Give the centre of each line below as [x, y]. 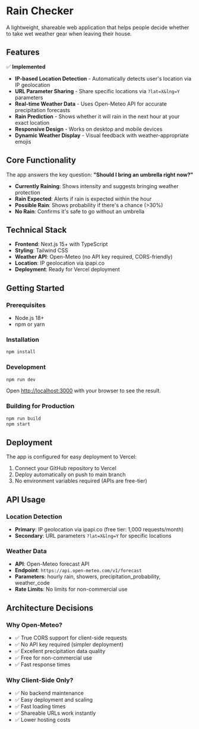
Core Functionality [41, 161]
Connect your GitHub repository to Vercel [66, 468]
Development [26, 367]
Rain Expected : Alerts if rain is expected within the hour [83, 199]
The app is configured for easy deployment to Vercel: [72, 457]
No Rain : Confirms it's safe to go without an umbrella [79, 211]
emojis [23, 141]
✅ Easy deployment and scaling [54, 700]
